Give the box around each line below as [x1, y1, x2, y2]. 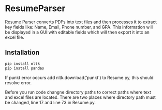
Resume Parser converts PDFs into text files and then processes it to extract [5, 19, 157, 25]
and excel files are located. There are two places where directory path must [5, 94, 156, 100]
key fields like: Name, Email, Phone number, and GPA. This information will [5, 24, 153, 30]
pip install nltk [5, 61, 40, 66]
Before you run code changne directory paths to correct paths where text [5, 89, 151, 95]
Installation [5, 48, 40, 57]
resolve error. [5, 79, 32, 85]
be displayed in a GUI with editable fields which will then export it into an [5, 29, 150, 35]
